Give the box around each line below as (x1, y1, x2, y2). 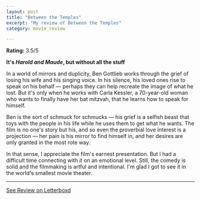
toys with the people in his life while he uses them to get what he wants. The (6, 120, 194, 127)
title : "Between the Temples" (6, 14, 82, 20)
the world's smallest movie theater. (6, 170, 93, 177)
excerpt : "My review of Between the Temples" (6, 20, 121, 26)
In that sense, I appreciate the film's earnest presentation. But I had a (6, 151, 176, 158)
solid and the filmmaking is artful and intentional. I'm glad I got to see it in (6, 163, 187, 170)
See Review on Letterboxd (6, 186, 71, 194)
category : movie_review (6, 25, 66, 32)
